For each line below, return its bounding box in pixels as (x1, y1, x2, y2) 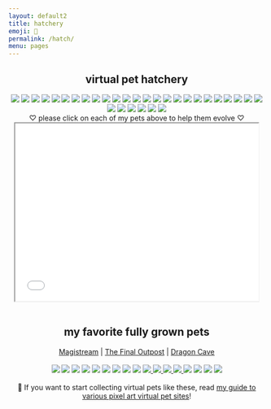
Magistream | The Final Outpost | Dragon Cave (58, 346, 216, 356)
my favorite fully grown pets (63, 325, 210, 339)
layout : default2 (8, 11, 68, 20)
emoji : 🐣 (8, 27, 38, 35)
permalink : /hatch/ (8, 34, 75, 43)
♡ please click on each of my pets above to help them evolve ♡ (28, 113, 245, 123)
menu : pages (8, 42, 49, 50)
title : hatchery (8, 20, 63, 28)
